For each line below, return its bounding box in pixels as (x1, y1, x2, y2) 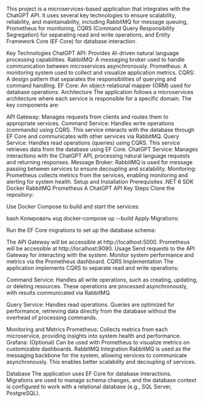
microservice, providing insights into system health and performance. (6, 332, 181, 339)
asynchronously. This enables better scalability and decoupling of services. (6, 358, 197, 365)
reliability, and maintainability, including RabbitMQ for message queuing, (6, 18, 188, 25)
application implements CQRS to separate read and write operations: (6, 264, 179, 271)
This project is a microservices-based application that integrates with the (6, 5, 191, 12)
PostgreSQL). (6, 390, 40, 396)
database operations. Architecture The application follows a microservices (6, 89, 194, 95)
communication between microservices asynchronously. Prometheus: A (6, 62, 188, 70)
